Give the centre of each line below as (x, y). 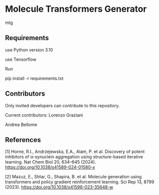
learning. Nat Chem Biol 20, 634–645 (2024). (51, 162)
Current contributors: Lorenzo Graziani (44, 115)
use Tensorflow (21, 59)
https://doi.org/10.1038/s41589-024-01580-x (50, 167)
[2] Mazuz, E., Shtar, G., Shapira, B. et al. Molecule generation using (73, 177)
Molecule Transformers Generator (76, 9)
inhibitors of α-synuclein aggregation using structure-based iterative (74, 157)
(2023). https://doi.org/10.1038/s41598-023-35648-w (59, 187)
